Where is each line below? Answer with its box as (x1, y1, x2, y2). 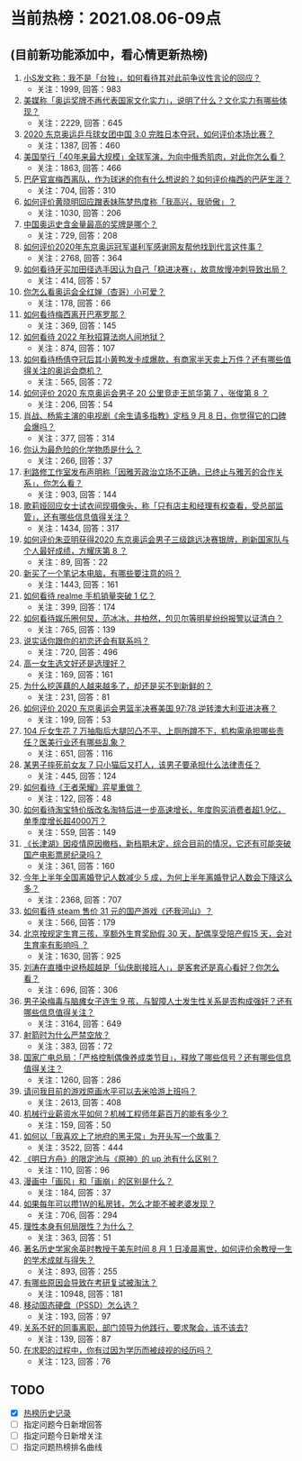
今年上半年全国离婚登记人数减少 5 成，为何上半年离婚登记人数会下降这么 (22, 872, 293, 883)
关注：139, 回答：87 (36, 1334, 111, 1344)
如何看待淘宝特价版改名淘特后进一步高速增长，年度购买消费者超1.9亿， (22, 804, 287, 815)
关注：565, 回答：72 (36, 377, 112, 387)
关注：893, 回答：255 (36, 1266, 118, 1276)
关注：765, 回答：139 (36, 624, 116, 635)
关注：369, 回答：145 (36, 321, 117, 331)
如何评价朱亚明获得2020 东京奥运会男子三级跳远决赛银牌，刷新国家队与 (22, 534, 290, 545)
